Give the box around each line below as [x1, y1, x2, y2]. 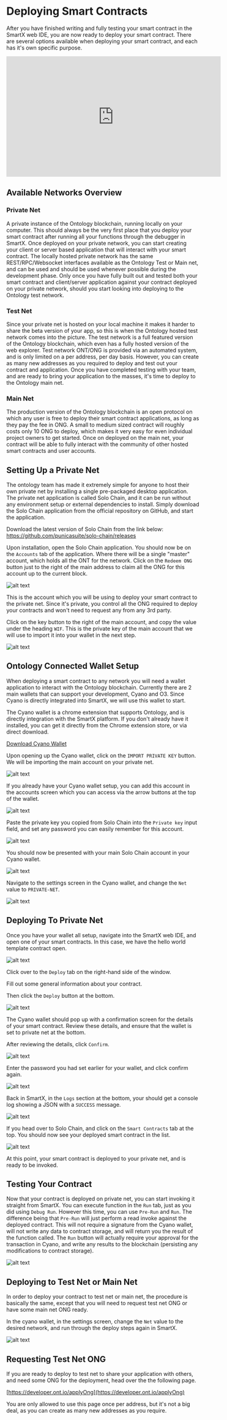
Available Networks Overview [6, 188, 122, 198]
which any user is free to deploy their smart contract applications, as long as [6, 415, 199, 422]
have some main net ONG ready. [6, 1306, 89, 1314]
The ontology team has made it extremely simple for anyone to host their [6, 481, 190, 489]
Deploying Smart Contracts [6, 4, 148, 18]
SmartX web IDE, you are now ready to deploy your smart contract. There [6, 31, 192, 38]
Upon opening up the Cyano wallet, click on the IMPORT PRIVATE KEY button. [6, 751, 196, 759]
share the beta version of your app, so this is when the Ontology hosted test [6, 327, 198, 334]
